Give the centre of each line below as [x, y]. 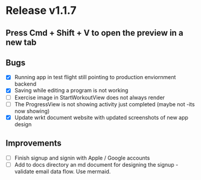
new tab [21, 42]
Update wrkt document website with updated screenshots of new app [101, 117]
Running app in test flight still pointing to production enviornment [95, 77]
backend [25, 84]
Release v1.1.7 [41, 11]
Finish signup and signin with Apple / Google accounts [82, 158]
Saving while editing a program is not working [71, 91]
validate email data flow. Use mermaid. [62, 171]
